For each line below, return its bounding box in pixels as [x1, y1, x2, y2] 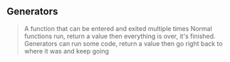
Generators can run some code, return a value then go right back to [23, 39, 223, 48]
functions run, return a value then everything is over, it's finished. [23, 32, 216, 40]
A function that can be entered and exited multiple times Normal [23, 24, 213, 32]
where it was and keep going [23, 46, 110, 55]
